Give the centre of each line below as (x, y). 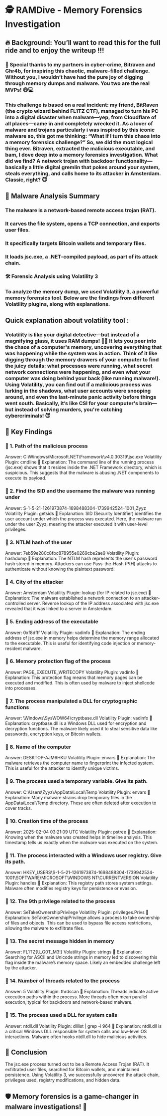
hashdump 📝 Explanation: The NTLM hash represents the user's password (81, 558)
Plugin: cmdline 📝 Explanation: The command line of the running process (80, 462)
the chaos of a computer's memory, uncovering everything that (83, 347)
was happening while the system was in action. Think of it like (81, 353)
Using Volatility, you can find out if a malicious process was (78, 384)
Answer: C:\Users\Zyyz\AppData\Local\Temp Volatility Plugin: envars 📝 (78, 792)
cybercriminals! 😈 (28, 416)
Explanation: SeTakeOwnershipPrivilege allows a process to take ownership (83, 917)
